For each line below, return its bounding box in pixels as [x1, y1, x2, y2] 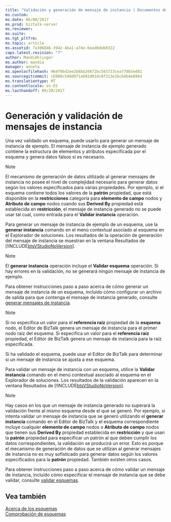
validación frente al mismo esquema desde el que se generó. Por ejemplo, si [5, 408, 165, 414]
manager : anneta [5, 64, 40, 69]
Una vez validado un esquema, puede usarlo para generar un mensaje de [5, 138, 159, 144]
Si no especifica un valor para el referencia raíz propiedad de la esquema [5, 320, 161, 326]
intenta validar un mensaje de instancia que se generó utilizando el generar [5, 413, 164, 420]
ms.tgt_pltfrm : [5, 36, 38, 41]
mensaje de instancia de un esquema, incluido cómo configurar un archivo [5, 289, 162, 295]
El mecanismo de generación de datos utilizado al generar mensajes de [5, 174, 155, 180]
